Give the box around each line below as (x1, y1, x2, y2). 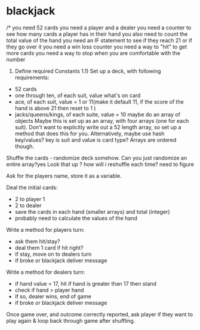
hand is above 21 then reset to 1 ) (14, 104, 96, 111)
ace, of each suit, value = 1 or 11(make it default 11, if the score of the (14, 98, 184, 105)
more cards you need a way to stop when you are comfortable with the (6, 49, 181, 56)
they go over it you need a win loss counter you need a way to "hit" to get (6, 43, 187, 50)
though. (14, 143, 35, 150)
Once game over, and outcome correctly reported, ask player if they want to (6, 310, 193, 318)
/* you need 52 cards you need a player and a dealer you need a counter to (6, 24, 192, 31)
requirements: (14, 74, 50, 81)
